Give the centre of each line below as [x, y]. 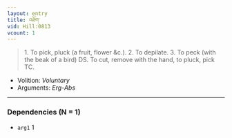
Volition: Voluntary [43, 81]
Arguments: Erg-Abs [46, 88]
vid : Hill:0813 [29, 26]
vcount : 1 [21, 33]
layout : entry [28, 13]
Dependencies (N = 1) [44, 112]
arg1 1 [26, 127]
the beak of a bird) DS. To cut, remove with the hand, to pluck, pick [119, 60]
